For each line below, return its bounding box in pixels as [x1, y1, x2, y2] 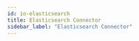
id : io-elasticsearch [7, 10, 71, 17]
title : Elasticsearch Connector [7, 17, 101, 24]
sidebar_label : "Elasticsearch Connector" [7, 23, 133, 30]
